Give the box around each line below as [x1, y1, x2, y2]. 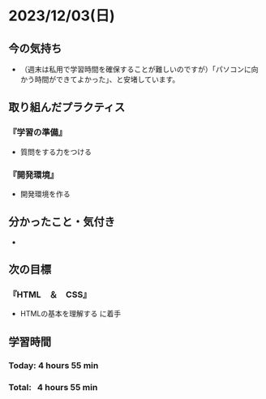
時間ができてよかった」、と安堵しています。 [34, 75, 180, 84]
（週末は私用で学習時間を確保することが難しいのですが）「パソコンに [19, 65, 251, 74]
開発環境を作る [19, 189, 71, 199]
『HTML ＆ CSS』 [8, 289, 92, 300]
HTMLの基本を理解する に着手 [19, 309, 122, 319]
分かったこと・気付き [8, 215, 115, 229]
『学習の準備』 [8, 127, 67, 138]
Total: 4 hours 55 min [8, 381, 98, 393]
